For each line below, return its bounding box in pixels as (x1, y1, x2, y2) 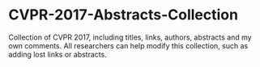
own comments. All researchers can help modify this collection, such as (8, 40, 249, 50)
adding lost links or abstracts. (8, 49, 107, 59)
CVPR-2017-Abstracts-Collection (8, 6, 239, 24)
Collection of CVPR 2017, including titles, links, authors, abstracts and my (8, 32, 253, 42)
